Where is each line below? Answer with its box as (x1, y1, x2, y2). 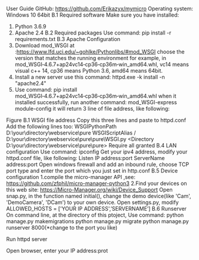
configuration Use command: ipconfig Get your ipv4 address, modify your (6, 148, 188, 155)
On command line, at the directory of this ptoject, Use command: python (6, 211, 184, 218)
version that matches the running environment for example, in (14, 55, 167, 61)
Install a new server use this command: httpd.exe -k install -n (14, 74, 165, 80)
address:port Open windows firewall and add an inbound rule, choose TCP (6, 161, 189, 168)
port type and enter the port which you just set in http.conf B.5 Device (6, 167, 178, 174)
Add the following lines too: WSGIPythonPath (6, 123, 117, 130)
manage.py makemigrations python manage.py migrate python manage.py (6, 218, 189, 225)
